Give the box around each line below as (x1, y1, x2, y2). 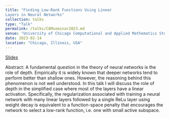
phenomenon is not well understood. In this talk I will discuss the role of (5, 80, 154, 86)
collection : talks (5, 17, 44, 22)
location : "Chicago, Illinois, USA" (5, 41, 82, 46)
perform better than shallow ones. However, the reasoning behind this (5, 74, 151, 81)
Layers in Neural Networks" (5, 12, 65, 17)
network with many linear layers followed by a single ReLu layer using (5, 96, 150, 102)
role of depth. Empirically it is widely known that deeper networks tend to (5, 69, 158, 75)
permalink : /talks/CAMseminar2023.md (5, 26, 85, 31)
